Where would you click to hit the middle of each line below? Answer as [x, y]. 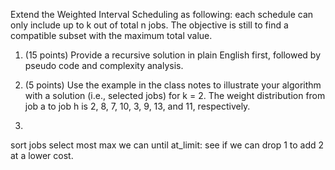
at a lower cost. [42, 155]
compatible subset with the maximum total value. [111, 35]
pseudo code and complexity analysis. [104, 65]
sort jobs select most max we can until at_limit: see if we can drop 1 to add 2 [167, 145]
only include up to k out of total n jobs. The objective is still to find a [149, 25]
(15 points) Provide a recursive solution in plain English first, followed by [173, 55]
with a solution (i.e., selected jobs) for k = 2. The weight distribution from [175, 95]
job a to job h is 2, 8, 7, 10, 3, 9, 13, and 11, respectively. [137, 106]
